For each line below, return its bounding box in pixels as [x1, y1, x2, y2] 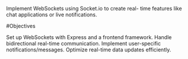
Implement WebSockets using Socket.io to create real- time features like [6, 5, 182, 12]
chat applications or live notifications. [6, 11, 98, 18]
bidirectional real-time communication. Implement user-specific [6, 40, 161, 47]
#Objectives [6, 23, 35, 29]
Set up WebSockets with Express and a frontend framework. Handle [6, 34, 172, 40]
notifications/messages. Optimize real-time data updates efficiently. [6, 46, 171, 53]
